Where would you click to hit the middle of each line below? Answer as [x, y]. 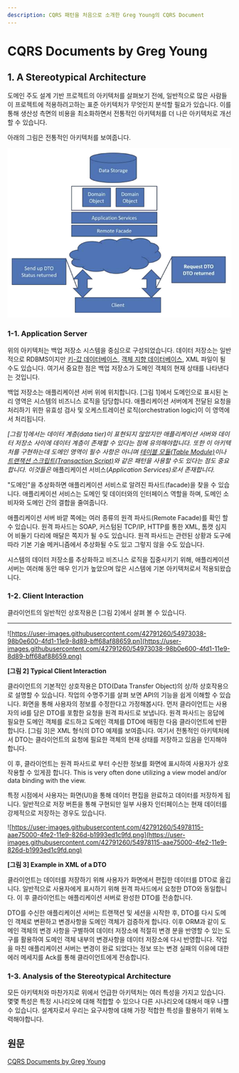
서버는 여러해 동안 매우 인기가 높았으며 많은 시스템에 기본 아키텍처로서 [104, 568]
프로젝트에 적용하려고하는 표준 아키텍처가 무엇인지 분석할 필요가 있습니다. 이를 [123, 104]
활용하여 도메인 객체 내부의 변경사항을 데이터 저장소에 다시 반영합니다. [117, 939]
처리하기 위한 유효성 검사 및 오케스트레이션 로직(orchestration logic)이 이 [109, 410]
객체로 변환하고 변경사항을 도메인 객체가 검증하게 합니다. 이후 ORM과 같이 [117, 921]
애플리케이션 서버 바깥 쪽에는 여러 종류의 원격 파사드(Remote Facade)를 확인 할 [118, 517]
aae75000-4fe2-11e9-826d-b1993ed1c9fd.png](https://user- [96, 834]
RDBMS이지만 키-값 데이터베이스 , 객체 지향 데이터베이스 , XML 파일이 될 [126, 359]
